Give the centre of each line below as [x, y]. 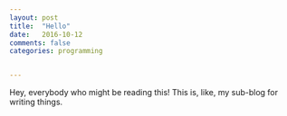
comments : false [40, 43]
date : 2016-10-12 [46, 34]
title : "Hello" [40, 26]
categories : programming [56, 51]
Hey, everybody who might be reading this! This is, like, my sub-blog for [144, 93]
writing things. [36, 102]
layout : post [34, 18]
